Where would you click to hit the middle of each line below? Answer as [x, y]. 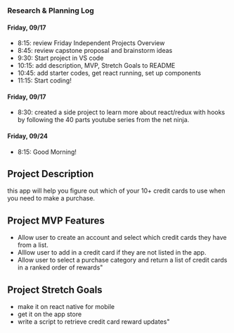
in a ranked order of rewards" [60, 267]
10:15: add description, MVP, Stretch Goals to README [96, 66]
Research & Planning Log [51, 11]
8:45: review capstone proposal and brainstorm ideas [95, 51]
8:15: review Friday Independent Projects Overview [91, 43]
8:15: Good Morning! [47, 152]
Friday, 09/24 [27, 135]
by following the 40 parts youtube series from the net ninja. [103, 120]
